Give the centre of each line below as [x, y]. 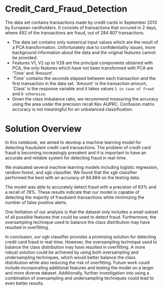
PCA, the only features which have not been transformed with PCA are [82, 68]
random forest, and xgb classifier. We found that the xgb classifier [71, 172]
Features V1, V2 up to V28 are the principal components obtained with [82, 63]
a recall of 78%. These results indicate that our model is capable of [72, 192]
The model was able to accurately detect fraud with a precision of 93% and [81, 187]
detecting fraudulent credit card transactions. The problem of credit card [78, 147]
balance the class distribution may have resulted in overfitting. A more [75, 247]
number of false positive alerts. [36, 202]
